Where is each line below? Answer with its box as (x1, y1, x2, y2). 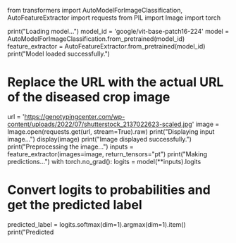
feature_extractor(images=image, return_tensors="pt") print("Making (7, 149, 208, 158)
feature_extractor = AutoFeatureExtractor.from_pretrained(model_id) (7, 42, 206, 50)
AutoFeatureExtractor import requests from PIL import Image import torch (7, 13, 221, 22)
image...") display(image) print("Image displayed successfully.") (7, 135, 192, 143)
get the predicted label (7, 197, 142, 213)
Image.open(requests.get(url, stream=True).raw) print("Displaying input (7, 127, 215, 136)
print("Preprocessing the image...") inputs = (7, 142, 134, 151)
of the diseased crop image (7, 89, 170, 105)
